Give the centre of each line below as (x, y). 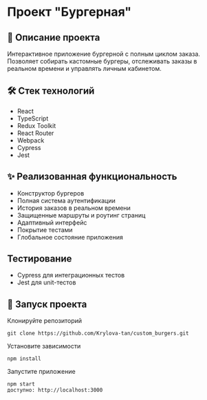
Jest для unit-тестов (46, 282)
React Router (35, 133)
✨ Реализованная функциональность (92, 177)
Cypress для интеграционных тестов (71, 275)
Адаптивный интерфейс (52, 222)
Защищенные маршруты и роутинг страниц (81, 215)
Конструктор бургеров (51, 193)
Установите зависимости (44, 346)
